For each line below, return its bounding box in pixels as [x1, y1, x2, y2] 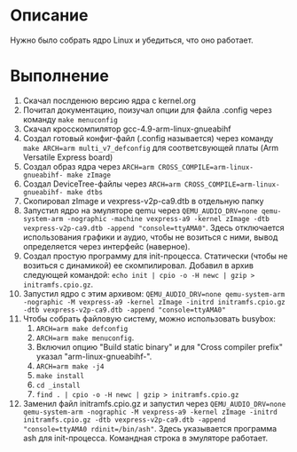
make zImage [66, 170, 112, 179]
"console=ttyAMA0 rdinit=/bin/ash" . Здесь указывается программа [22, 423, 277, 433]
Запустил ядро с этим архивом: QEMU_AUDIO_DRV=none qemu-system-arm [22, 288, 285, 298]
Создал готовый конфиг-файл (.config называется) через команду [22, 132, 274, 143]
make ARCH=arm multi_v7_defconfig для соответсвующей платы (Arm [22, 142, 279, 153]
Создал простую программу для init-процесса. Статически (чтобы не [22, 250, 288, 261]
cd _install [35, 381, 81, 390]
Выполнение [10, 66, 109, 86]
